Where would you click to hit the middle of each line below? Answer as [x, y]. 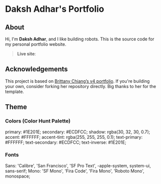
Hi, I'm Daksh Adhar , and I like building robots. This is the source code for [80, 39]
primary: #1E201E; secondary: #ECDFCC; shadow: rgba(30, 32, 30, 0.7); [78, 132]
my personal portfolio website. [36, 44]
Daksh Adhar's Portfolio [55, 9]
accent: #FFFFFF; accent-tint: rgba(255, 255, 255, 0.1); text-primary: [74, 137]
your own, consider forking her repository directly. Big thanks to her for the [81, 86]
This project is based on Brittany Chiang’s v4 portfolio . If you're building [78, 81]
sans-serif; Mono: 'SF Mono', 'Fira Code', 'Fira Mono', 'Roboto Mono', [75, 171]
